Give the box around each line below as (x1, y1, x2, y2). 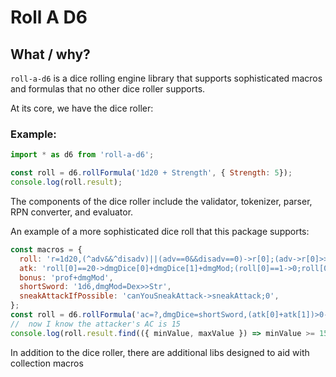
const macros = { (10, 244, 83, 255)
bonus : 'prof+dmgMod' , (19, 272, 114, 283)
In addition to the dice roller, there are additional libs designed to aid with (10, 346, 310, 358)
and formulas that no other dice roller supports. (10, 83, 206, 95)
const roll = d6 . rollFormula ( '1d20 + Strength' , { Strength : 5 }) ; (10, 168, 293, 178)
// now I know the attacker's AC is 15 (10, 319, 182, 329)
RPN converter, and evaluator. (10, 206, 134, 218)
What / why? (10, 46, 91, 63)
